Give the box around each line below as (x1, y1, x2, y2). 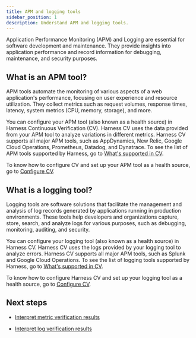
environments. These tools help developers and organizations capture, (6, 213, 179, 220)
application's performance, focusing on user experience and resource (6, 94, 178, 102)
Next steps (6, 298, 48, 308)
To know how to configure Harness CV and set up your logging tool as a (6, 274, 183, 281)
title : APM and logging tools (6, 8, 81, 15)
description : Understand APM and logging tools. (6, 20, 129, 26)
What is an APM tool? (6, 72, 87, 82)
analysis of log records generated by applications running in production (6, 207, 181, 214)
